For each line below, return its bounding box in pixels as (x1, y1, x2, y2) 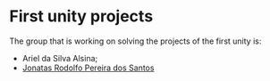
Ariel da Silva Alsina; (21, 53, 98, 63)
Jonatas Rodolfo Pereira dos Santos (21, 62, 155, 73)
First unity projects (9, 6, 154, 27)
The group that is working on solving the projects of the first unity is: (9, 36, 262, 46)
